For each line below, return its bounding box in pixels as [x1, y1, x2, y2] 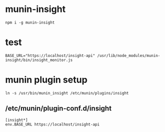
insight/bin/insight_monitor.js [5, 57, 73, 62]
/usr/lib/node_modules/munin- [97, 53, 160, 58]
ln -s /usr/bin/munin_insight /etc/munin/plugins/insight [5, 90, 129, 95]
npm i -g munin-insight [5, 20, 55, 25]
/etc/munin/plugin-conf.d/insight [5, 104, 112, 113]
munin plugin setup [5, 74, 88, 85]
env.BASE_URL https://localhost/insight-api [5, 121, 100, 127]
